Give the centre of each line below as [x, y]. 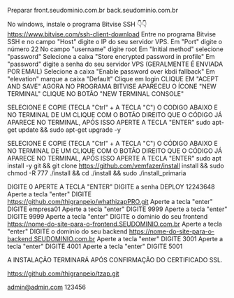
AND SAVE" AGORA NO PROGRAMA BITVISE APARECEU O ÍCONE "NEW [112, 86]
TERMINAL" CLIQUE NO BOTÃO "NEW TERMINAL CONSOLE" [96, 94]
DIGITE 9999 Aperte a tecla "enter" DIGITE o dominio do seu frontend [108, 216]
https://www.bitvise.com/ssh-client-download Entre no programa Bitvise [112, 34]
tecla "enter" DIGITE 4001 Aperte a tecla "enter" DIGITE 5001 [95, 246]
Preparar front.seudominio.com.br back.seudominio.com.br [93, 10]
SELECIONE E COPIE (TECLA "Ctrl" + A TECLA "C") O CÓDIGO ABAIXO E [112, 143]
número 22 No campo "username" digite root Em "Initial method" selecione [115, 49]
